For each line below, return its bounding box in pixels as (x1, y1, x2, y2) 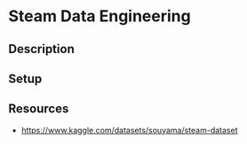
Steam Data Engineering (8, 6, 192, 27)
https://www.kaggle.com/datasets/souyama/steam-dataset (20, 125, 238, 135)
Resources (8, 102, 69, 117)
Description (8, 42, 75, 57)
